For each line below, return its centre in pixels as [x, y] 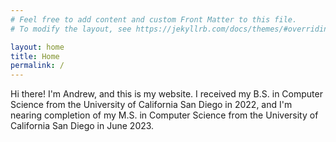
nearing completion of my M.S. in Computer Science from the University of [164, 115]
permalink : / [37, 66]
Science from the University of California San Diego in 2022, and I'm [151, 105]
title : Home [35, 56]
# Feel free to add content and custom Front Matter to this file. [154, 19]
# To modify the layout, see [71, 29]
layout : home [37, 47]
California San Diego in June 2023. [82, 126]
